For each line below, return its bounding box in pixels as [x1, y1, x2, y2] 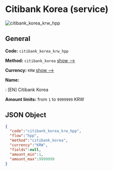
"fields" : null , [9, 147, 41, 152]
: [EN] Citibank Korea [5, 86, 48, 92]
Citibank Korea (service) [5, 3, 108, 15]
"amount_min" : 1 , [9, 151, 43, 157]
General [5, 34, 31, 43]
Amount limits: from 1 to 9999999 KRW [5, 96, 84, 102]
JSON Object [5, 111, 46, 119]
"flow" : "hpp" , [9, 133, 39, 138]
